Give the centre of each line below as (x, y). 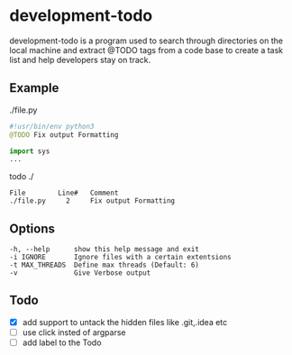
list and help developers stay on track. (80, 59)
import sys (30, 151)
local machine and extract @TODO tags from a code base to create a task (146, 50)
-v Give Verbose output (80, 273)
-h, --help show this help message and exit (105, 250)
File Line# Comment (64, 193)
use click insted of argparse (74, 332)
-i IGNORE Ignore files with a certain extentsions (120, 258)
